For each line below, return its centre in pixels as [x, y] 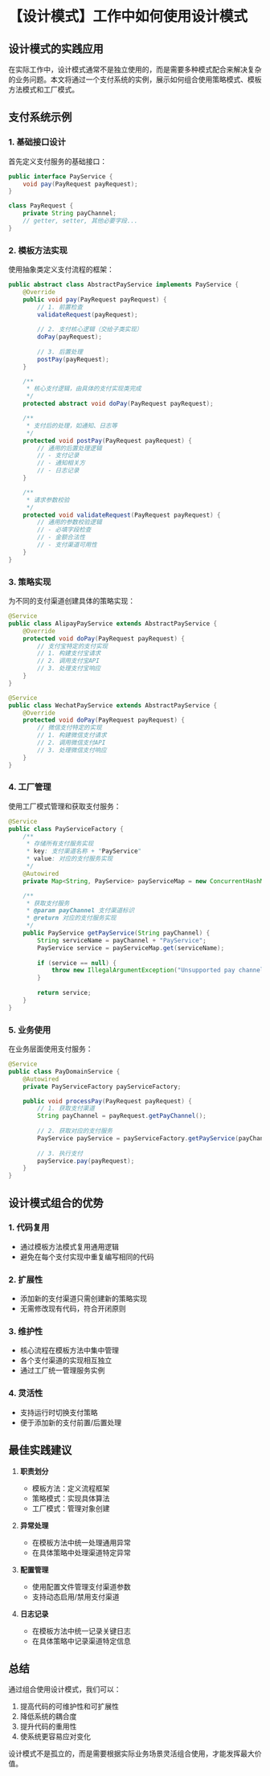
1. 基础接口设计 [37, 142]
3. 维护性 [26, 1332]
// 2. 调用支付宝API [69, 661]
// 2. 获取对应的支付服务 [75, 1131]
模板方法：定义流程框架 [71, 1488]
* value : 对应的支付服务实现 [70, 859]
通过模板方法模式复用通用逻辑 [69, 1246]
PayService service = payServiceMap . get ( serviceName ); [131, 948]
